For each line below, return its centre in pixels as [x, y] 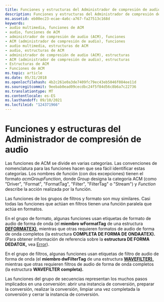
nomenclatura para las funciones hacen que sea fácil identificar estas [75, 168]
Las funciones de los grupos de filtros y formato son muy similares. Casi [78, 199]
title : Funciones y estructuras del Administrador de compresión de [76, 10]
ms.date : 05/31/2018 [26, 78]
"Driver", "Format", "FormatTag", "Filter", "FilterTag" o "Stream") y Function [81, 184]
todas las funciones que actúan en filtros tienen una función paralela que [79, 203]
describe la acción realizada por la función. [48, 189]
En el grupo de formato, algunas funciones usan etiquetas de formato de [78, 218]
